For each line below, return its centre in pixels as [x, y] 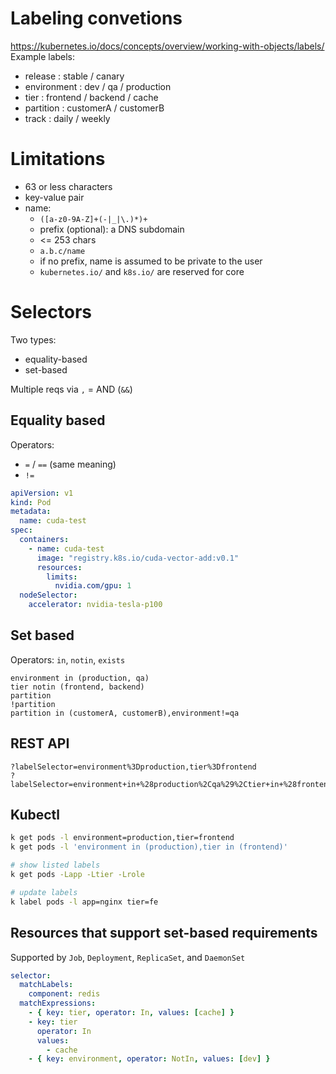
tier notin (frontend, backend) [77, 687]
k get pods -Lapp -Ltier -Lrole [77, 875]
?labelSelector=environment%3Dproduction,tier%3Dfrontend [133, 767]
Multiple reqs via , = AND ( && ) [71, 389]
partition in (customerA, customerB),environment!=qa [125, 713]
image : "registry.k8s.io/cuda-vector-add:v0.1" [138, 558]
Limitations [58, 159]
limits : [62, 577]
